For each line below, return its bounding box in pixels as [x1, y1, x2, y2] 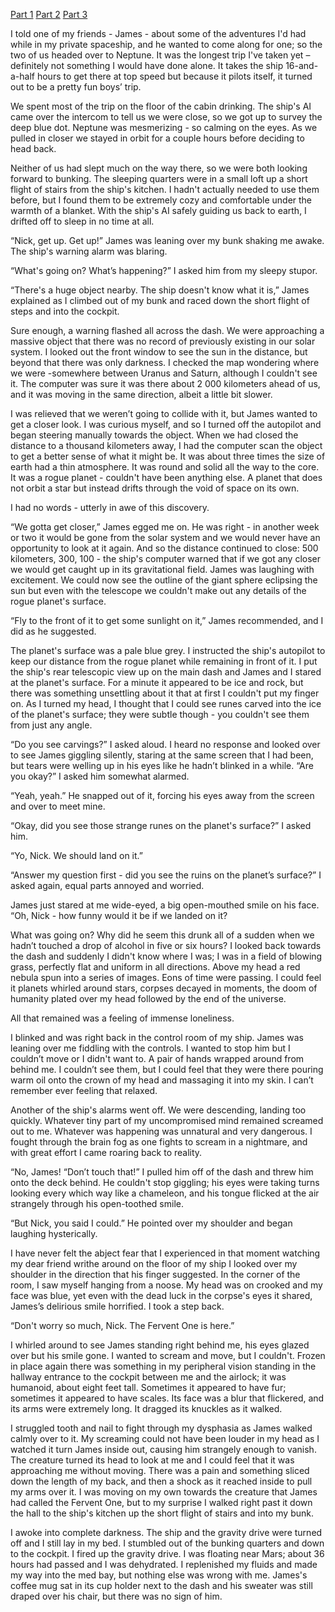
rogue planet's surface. [10, 595, 107, 607]
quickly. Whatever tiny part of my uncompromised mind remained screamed [10, 1115, 324, 1126]
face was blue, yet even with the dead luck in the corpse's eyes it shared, [10, 1290, 313, 1301]
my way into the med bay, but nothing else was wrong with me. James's [10, 1569, 308, 1581]
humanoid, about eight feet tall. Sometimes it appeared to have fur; [10, 1382, 287, 1393]
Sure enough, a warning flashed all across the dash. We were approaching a [10, 325, 325, 336]
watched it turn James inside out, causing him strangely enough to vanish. [10, 1444, 317, 1455]
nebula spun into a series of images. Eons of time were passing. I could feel [10, 972, 322, 983]
